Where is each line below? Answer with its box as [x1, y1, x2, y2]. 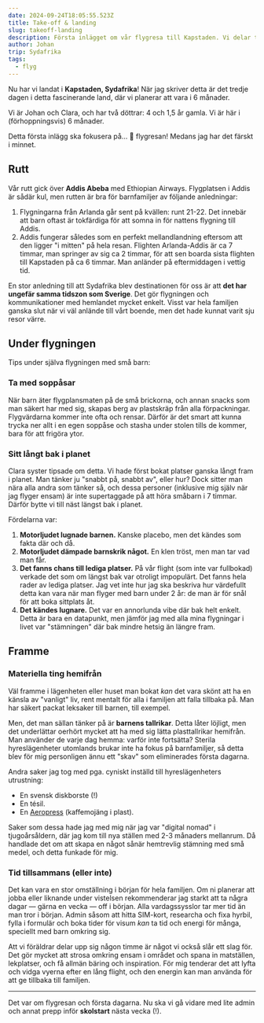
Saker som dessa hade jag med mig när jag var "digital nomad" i [8, 822, 216, 832]
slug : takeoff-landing [8, 26, 82, 34]
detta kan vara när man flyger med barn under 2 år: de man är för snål [19, 588, 247, 598]
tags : [8, 56, 26, 64]
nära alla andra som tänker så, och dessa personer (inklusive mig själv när [8, 483, 248, 492]
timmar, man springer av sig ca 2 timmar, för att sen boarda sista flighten [19, 248, 255, 258]
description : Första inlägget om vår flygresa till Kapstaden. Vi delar [8, 33, 251, 42]
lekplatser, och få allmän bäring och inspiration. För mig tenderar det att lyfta [8, 959, 256, 968]
